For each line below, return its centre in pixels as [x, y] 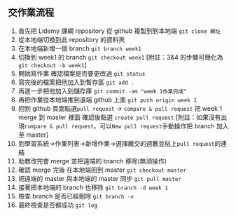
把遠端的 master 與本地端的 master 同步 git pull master [99, 178]
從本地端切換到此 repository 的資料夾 [71, 39]
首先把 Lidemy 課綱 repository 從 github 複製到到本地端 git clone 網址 [119, 31]
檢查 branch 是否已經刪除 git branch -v [76, 196]
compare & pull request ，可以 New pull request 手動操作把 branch [120, 126]
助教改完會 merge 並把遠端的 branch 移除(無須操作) [92, 161]
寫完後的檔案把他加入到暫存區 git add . [76, 82]
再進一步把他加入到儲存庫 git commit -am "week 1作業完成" [102, 90]
